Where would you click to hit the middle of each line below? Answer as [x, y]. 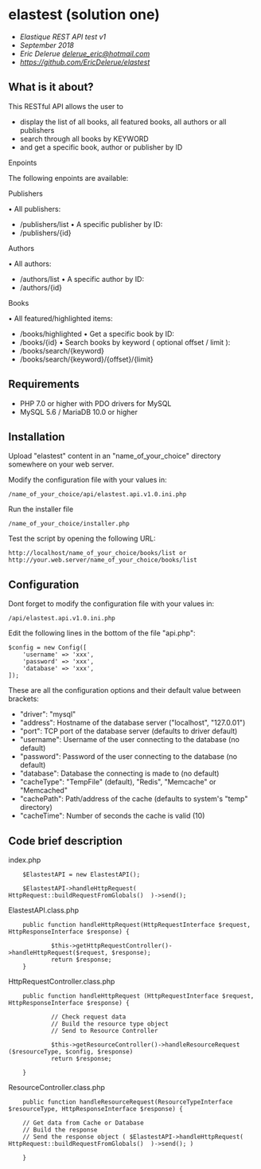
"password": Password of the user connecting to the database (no [128, 757]
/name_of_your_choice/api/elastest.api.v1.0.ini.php [97, 495]
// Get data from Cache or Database [84, 1123]
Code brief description [66, 841]
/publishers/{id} [45, 233]
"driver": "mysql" [48, 714]
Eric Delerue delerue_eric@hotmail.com [85, 53]
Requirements [44, 384]
